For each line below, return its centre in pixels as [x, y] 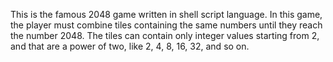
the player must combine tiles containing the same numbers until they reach [166, 25]
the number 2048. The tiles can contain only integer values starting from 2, [165, 35]
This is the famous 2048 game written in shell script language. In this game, [166, 14]
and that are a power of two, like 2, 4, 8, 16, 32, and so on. [130, 46]
